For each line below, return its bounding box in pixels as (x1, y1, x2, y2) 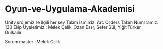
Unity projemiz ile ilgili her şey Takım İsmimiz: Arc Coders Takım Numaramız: (5, 19, 159, 25)
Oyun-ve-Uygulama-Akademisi (5, 3, 135, 14)
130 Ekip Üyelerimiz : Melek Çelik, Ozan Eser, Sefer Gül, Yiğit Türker (5, 24, 141, 30)
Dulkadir (5, 29, 22, 35)
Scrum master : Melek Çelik (5, 38, 60, 44)
